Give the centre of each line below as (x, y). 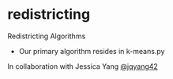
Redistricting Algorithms (47, 36)
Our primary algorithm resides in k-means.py (92, 51)
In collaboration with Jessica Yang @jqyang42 (83, 66)
